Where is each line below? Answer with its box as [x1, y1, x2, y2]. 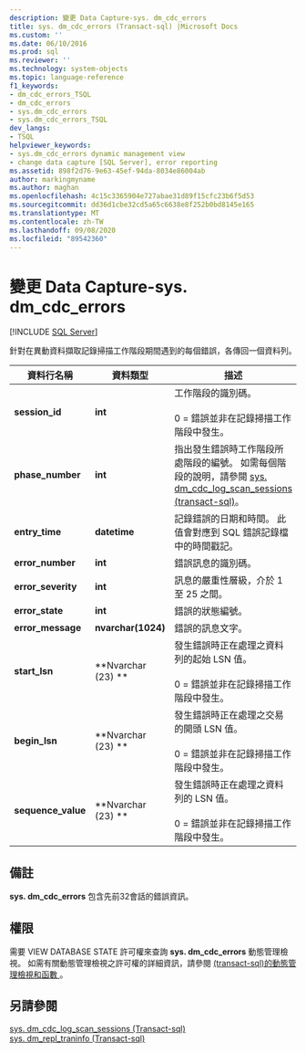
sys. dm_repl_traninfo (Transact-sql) [9, 1033, 146, 1044]
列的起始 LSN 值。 [174, 653, 252, 666]
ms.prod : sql [9, 47, 59, 57]
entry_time [14, 526, 62, 539]
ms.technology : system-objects [9, 65, 128, 74]
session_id [14, 405, 62, 418]
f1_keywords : [9, 81, 59, 90]
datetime [94, 526, 135, 539]
